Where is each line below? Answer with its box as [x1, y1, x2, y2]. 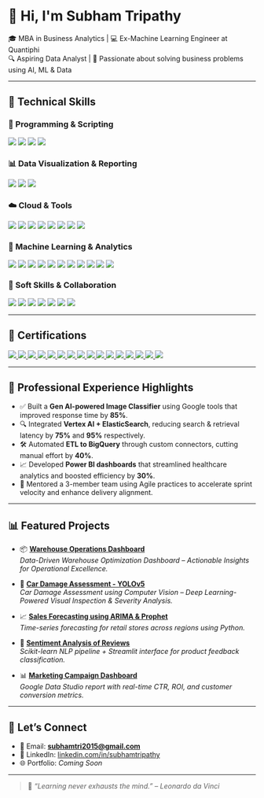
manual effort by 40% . [19, 451, 93, 460]
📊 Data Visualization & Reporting [8, 157, 137, 168]
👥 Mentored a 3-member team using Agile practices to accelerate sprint [19, 479, 253, 489]
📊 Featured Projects [8, 519, 110, 532]
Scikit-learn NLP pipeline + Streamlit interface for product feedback [19, 647, 240, 656]
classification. [19, 655, 65, 664]
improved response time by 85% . [19, 411, 128, 420]
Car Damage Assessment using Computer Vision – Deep [19, 588, 203, 597]
